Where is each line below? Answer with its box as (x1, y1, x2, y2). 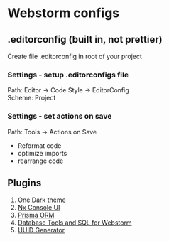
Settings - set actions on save (7, 112, 112, 122)
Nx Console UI (17, 203, 60, 212)
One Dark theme (17, 196, 66, 204)
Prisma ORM (17, 211, 55, 220)
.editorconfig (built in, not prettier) (7, 33, 163, 45)
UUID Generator (17, 226, 65, 235)
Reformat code (17, 141, 62, 150)
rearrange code (17, 156, 64, 165)
